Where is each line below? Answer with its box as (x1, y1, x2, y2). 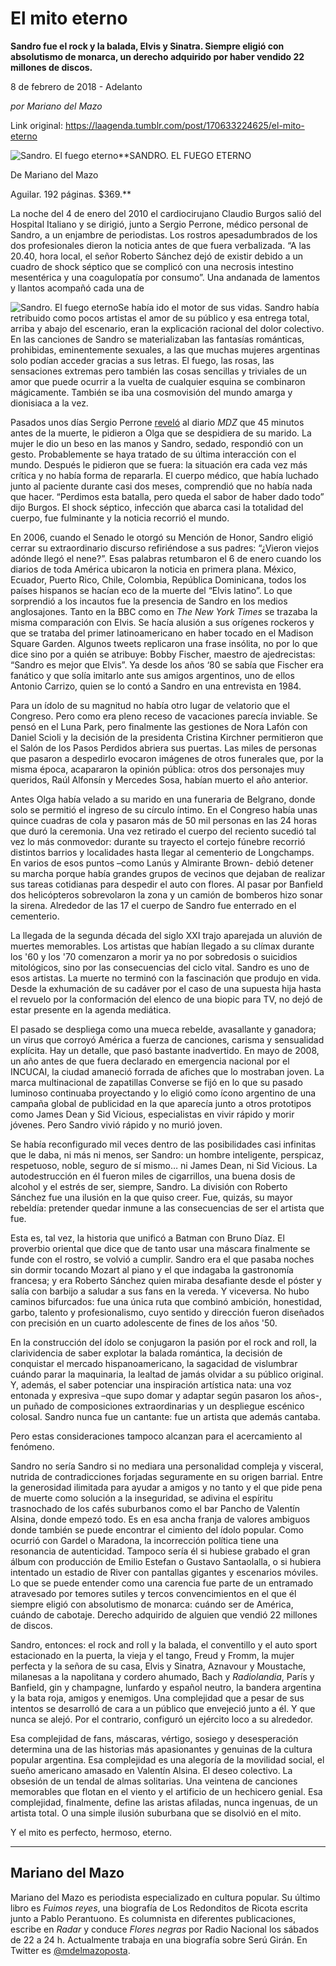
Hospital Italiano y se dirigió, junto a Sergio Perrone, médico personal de (10, 218, 309, 230)
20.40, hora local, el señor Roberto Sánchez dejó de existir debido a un (10, 250, 304, 262)
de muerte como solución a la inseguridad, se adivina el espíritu (10, 1492, 273, 1504)
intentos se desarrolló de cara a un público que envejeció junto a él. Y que (10, 1702, 316, 1714)
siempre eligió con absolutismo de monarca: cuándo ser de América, (10, 1598, 294, 1610)
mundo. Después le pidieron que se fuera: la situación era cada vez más (10, 458, 308, 471)
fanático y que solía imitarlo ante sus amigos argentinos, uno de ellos (10, 669, 295, 681)
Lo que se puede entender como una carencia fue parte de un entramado (10, 1577, 314, 1589)
